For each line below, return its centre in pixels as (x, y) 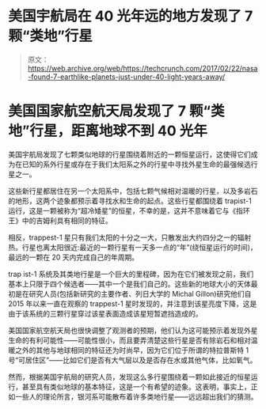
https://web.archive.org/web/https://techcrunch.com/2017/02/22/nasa (142, 68)
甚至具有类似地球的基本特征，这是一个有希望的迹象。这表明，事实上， (136, 386)
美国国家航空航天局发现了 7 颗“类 (116, 111)
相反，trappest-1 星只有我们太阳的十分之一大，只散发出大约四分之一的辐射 (130, 237)
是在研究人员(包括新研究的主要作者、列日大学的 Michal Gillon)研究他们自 (133, 293)
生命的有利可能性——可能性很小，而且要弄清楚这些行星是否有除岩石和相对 (129, 340)
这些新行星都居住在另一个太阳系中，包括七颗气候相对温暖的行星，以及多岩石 (133, 191)
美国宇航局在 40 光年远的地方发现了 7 (131, 16)
